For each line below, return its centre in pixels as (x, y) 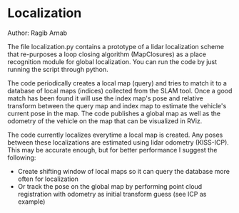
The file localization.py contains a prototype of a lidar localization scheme (116, 46)
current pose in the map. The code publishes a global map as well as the (114, 113)
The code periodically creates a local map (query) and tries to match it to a (117, 83)
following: (22, 157)
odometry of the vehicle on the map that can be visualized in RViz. (105, 121)
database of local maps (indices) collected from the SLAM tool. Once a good (120, 90)
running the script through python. (58, 69)
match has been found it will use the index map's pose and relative (105, 98)
